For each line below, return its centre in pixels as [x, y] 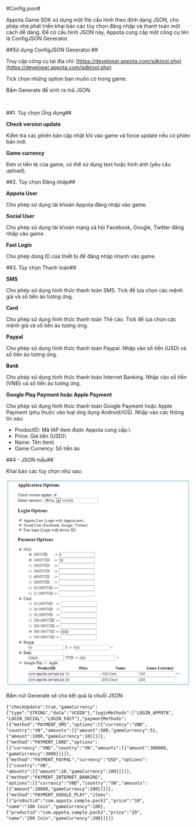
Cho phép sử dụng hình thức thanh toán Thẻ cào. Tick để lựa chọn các [91, 319]
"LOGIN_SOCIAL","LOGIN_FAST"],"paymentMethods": [66, 719]
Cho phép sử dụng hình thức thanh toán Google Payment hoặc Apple [89, 406]
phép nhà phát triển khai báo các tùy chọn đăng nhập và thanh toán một [93, 26]
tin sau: [15, 418]
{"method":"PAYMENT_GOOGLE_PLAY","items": [59, 795]
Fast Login [19, 245]
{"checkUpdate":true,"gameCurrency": [52, 707]
